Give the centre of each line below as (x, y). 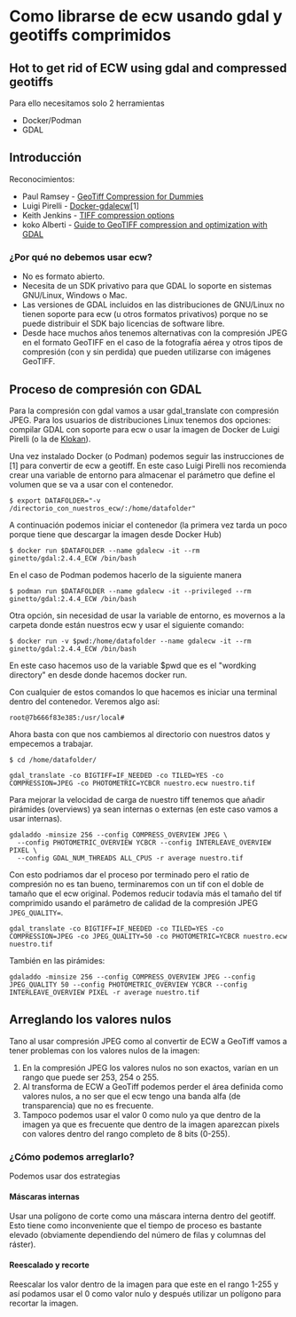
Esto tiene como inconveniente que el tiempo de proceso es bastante (136, 1226)
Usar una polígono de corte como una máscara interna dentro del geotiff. (143, 1216)
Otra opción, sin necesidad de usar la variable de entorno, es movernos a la (147, 615)
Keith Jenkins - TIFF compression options (98, 215)
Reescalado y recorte (50, 1265)
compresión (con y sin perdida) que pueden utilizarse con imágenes (147, 352)
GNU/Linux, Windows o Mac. (74, 296)
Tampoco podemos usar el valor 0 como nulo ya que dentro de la (141, 1115)
